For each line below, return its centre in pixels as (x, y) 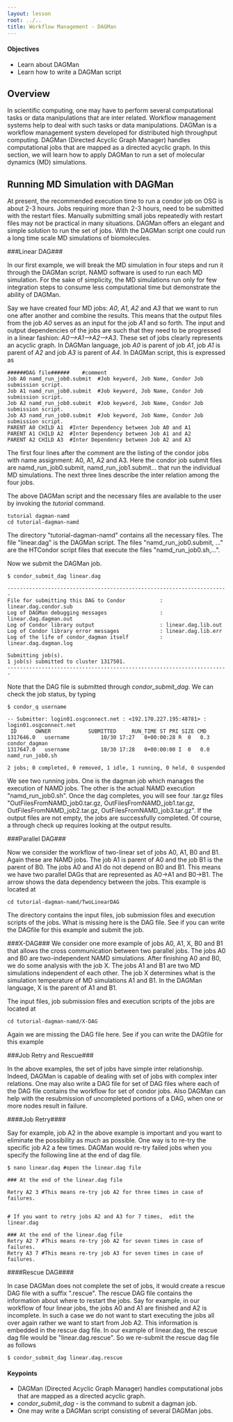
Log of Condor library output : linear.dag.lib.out (115, 625)
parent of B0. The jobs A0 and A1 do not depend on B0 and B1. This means (114, 867)
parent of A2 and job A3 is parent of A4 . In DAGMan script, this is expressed (116, 353)
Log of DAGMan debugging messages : (85, 613)
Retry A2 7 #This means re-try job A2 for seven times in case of (105, 1241)
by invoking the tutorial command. (56, 503)
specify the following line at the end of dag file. (75, 1155)
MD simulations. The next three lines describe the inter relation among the (113, 475)
